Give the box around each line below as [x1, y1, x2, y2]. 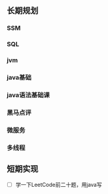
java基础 [7, 74, 32, 82]
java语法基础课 [7, 91, 50, 99]
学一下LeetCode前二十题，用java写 [15, 181, 102, 188]
